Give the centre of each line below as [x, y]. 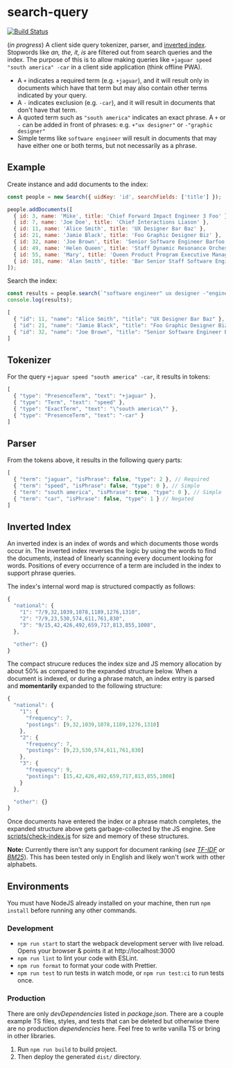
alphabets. [22, 864]
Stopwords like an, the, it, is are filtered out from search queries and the [110, 52]
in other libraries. [32, 1035]
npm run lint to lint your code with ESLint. [78, 958]
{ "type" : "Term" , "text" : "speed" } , [70, 403]
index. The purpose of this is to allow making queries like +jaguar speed [110, 59]
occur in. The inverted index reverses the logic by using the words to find [112, 551]
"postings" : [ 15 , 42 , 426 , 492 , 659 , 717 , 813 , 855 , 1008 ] [100, 776]
